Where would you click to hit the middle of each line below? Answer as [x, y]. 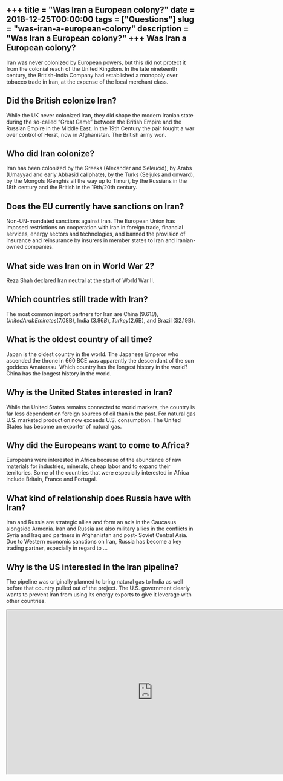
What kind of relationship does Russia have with [99, 498]
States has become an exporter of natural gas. [64, 426]
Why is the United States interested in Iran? [89, 393]
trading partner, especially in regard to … [57, 548]
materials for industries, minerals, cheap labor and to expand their [88, 466]
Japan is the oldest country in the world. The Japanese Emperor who [93, 354]
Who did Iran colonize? [50, 154]
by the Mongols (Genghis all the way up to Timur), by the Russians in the [97, 181]
